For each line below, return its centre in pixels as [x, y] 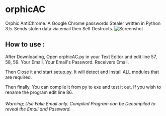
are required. [19, 77]
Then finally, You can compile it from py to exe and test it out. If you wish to [83, 87]
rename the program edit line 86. [39, 92]
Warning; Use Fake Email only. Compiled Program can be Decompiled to [80, 104]
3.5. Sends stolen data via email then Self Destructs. [59, 28]
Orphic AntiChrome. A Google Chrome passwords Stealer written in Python [83, 23]
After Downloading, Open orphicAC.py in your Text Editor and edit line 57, [81, 56]
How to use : [25, 45]
